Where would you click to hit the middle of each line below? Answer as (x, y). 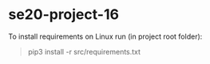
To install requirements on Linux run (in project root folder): (105, 36)
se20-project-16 (64, 15)
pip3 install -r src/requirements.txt (84, 51)
